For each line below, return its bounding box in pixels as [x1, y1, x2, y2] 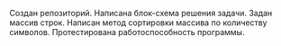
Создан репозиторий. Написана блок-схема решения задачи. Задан [9, 8, 273, 18]
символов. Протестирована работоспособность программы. [9, 27, 245, 37]
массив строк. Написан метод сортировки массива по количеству [9, 17, 267, 28]
